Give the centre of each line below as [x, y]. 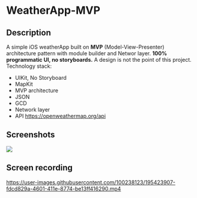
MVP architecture [37, 90]
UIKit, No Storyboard [41, 78]
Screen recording [40, 168]
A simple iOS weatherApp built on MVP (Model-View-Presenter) [85, 47]
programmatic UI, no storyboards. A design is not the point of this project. [99, 60]
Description [29, 33]
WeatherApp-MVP [53, 10]
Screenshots [31, 135]
